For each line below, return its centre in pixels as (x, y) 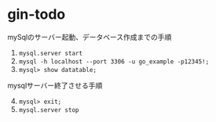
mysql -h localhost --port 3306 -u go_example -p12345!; (114, 61)
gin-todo (37, 14)
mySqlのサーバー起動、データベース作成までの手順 (90, 37)
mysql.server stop (49, 110)
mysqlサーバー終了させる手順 (55, 85)
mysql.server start (51, 53)
